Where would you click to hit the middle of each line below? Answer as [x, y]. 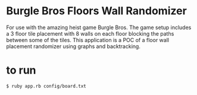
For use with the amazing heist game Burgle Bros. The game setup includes [99, 27]
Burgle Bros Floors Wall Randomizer [97, 11]
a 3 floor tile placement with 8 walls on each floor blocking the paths [90, 33]
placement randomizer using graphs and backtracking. [74, 46]
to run [21, 70]
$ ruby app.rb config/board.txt [46, 86]
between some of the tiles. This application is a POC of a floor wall [88, 40]
